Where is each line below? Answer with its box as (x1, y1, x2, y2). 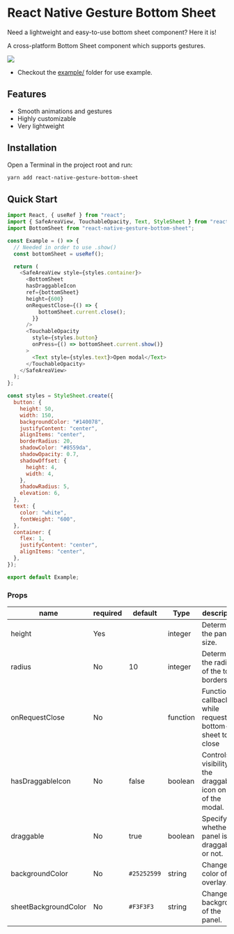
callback (201, 695, 230, 704)
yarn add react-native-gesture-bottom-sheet (7, 174, 139, 181)
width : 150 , (19, 412, 54, 419)
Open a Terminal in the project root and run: (7, 161, 133, 169)
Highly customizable (17, 114, 77, 123)
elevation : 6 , (19, 490, 61, 497)
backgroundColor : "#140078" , (19, 418, 104, 425)
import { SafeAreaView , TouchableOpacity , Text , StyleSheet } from (7, 218, 208, 225)
